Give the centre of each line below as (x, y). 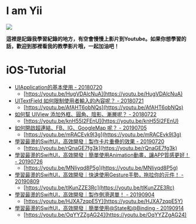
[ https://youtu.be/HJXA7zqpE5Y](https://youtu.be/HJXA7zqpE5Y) (103, 201)
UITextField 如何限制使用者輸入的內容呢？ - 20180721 (79, 100)
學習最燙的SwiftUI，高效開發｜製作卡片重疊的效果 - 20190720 (89, 141)
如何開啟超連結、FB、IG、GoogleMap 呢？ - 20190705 (81, 128)
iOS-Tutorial (36, 70)
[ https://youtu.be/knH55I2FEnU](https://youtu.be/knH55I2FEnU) (101, 121)
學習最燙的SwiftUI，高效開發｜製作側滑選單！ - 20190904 (85, 194)
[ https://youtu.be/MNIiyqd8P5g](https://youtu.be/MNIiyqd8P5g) (101, 168)
